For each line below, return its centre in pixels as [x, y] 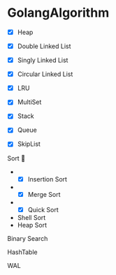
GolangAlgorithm [58, 13]
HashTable [22, 252]
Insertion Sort [48, 179]
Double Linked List [44, 46]
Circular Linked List [45, 74]
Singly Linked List [43, 60]
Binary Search [28, 238]
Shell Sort [31, 217]
